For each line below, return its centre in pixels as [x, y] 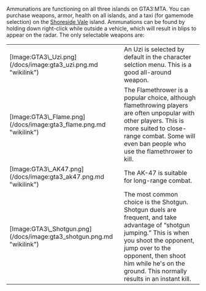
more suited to [144, 128]
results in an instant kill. [157, 279]
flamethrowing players [156, 105]
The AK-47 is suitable [155, 173]
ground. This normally [155, 271]
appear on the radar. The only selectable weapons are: [75, 35]
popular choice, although [160, 98]
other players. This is [154, 121]
